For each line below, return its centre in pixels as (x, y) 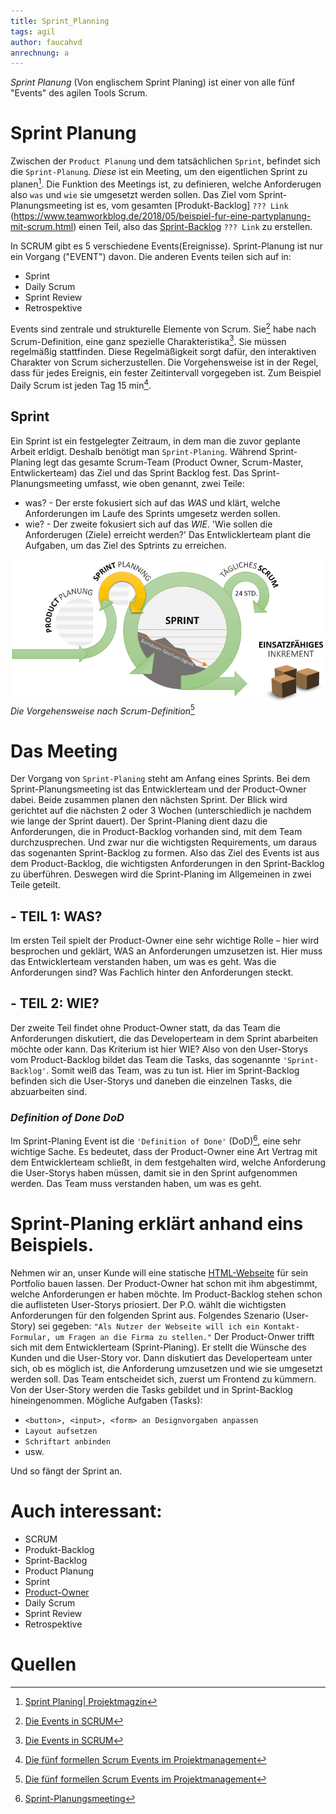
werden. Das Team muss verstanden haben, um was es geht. (136, 1183)
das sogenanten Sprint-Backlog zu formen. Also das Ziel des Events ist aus (165, 853)
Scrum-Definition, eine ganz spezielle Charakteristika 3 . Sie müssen (148, 340)
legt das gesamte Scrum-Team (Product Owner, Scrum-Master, (173, 462)
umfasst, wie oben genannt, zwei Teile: (164, 483)
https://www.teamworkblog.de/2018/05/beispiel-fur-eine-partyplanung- (162, 216)
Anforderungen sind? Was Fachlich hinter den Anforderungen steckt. (152, 972)
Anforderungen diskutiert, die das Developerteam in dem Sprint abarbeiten (164, 1038)
